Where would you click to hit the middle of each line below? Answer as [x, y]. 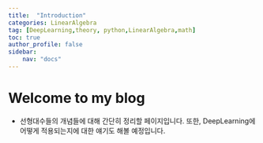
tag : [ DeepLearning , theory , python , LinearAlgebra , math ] [102, 30]
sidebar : [23, 52]
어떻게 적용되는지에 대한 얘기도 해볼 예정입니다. [92, 130]
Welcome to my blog [77, 98]
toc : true [24, 37]
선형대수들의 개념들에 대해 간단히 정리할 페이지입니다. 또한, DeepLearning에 [137, 121]
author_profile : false [45, 45]
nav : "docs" [42, 60]
